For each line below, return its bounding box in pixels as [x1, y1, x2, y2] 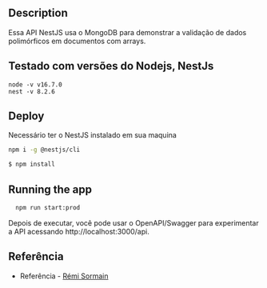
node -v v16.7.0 [8, 80, 62, 89]
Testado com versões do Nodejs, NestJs [8, 59, 214, 73]
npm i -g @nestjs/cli [8, 146, 81, 154]
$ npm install [8, 160, 56, 169]
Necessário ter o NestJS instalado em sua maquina [8, 130, 177, 140]
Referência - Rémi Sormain [19, 271, 109, 281]
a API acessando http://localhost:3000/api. [8, 226, 149, 236]
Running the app [8, 182, 92, 196]
